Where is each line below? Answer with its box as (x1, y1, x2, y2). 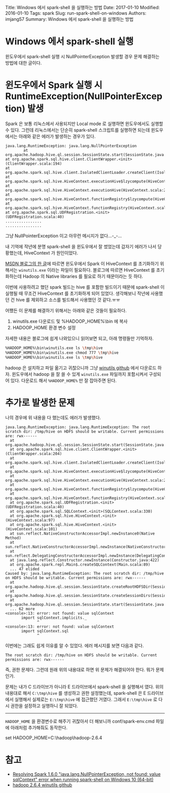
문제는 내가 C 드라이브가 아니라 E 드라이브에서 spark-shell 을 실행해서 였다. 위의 (5, 684, 164, 690)
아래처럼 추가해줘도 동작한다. (10, 725, 68, 731)
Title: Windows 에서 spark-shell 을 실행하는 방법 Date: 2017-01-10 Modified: (5, 5, 160, 10)
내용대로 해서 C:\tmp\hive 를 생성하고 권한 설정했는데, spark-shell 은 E (5, 690, 146, 696)
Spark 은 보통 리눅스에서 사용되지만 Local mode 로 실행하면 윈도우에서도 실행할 (5, 121, 163, 127)
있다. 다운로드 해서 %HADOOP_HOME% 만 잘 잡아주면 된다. (10, 377, 117, 384)
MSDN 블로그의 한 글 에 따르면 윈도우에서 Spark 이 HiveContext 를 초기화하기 (5, 260, 159, 267)
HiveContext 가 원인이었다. (24, 250, 78, 256)
